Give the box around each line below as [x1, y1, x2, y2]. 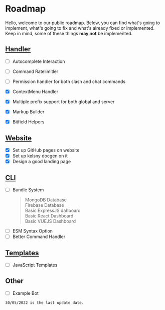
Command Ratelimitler [12, 68, 59, 74]
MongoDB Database [25, 197, 67, 203]
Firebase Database [25, 202, 64, 208]
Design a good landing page [12, 159, 71, 165]
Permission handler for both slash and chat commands [12, 79, 126, 85]
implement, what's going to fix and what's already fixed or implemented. [5, 25, 154, 31]
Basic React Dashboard [25, 213, 74, 219]
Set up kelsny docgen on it [12, 153, 68, 159]
